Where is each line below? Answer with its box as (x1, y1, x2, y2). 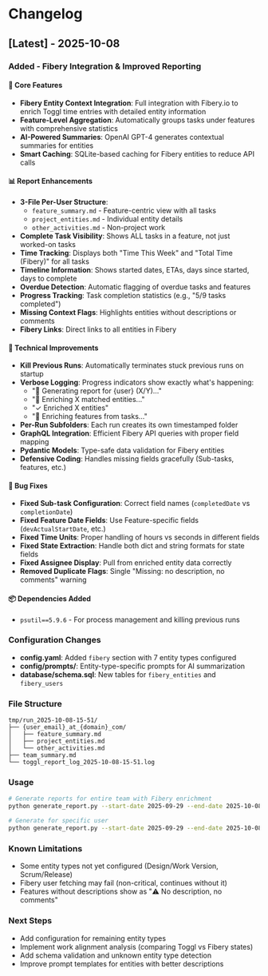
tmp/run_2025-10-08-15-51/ (8, 716, 98, 724)
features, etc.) (19, 463, 66, 472)
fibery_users (19, 679, 64, 687)
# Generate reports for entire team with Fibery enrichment (8, 795, 213, 803)
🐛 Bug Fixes (8, 480, 48, 490)
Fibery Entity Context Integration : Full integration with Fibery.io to (19, 98, 238, 108)
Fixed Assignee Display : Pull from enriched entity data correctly (19, 558, 232, 568)
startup (19, 369, 44, 379)
